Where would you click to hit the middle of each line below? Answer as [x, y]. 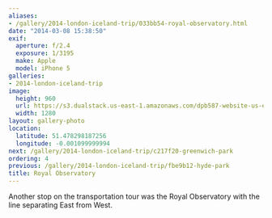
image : [19, 91]
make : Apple [36, 61]
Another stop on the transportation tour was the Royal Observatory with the [134, 196]
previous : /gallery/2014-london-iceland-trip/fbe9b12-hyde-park [119, 166]
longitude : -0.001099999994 [63, 143]
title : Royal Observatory [52, 174]
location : [25, 128]
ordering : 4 [28, 158]
